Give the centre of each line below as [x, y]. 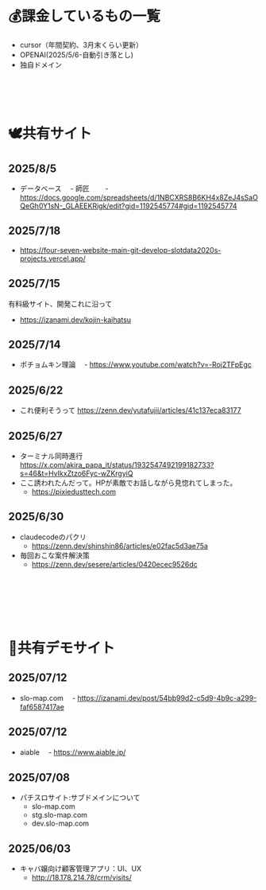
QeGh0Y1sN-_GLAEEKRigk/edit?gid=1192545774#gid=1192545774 [128, 206]
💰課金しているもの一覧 [84, 16]
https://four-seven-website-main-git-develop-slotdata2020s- [120, 250]
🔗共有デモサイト [62, 648]
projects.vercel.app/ [52, 258]
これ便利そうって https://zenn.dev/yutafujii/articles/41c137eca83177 [130, 410]
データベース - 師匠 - [64, 188]
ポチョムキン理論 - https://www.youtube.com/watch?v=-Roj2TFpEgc [135, 365]
